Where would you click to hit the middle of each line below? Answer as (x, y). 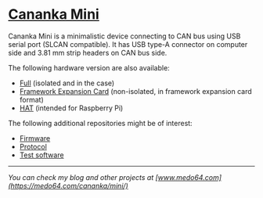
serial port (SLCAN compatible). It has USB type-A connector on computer (128, 44)
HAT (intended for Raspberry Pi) (71, 108)
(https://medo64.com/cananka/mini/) (68, 185)
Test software (41, 155)
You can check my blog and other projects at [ (83, 177)
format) (32, 99)
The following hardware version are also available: (89, 67)
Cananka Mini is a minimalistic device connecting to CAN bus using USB (124, 36)
